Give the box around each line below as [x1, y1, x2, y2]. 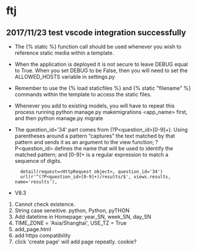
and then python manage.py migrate [14, 115, 103, 122]
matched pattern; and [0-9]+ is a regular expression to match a [14, 151, 169, 158]
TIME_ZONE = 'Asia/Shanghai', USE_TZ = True [14, 219, 127, 226]
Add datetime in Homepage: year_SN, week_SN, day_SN [14, 213, 152, 220]
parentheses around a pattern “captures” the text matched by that [14, 132, 175, 139]
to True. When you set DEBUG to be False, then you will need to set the [14, 67, 188, 74]
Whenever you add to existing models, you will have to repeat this [14, 102, 175, 109]
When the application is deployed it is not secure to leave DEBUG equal [14, 61, 188, 68]
